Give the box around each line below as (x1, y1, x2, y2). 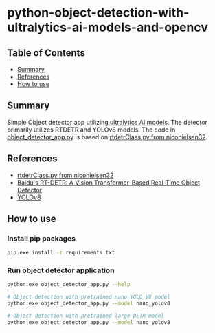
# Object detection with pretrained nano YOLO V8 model (7, 294, 170, 301)
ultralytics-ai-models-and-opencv (7, 19, 208, 35)
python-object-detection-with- (7, 5, 190, 21)
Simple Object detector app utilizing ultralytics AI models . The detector (7, 118, 208, 126)
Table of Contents (7, 47, 86, 59)
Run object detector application (7, 265, 115, 275)
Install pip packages (7, 233, 76, 243)
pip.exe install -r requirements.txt (7, 250, 115, 256)
